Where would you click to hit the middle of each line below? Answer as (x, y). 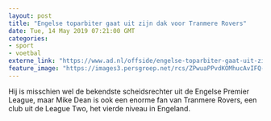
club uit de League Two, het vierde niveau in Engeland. (100, 108)
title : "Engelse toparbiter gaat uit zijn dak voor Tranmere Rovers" (128, 23)
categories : (28, 38)
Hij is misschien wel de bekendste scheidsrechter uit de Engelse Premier (129, 91)
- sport (21, 46)
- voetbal (25, 53)
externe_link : (32, 61)
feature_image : (34, 69)
